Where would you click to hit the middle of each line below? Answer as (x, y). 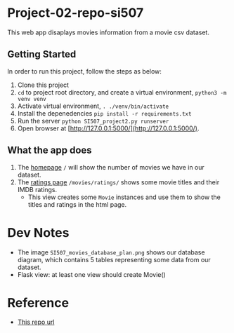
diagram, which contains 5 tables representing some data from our (114, 259)
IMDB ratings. (37, 189)
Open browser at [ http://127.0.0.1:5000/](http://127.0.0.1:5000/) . (108, 128)
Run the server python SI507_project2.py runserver (93, 121)
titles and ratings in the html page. (77, 204)
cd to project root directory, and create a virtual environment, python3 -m (122, 92)
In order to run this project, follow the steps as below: (84, 71)
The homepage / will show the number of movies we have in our (111, 167)
